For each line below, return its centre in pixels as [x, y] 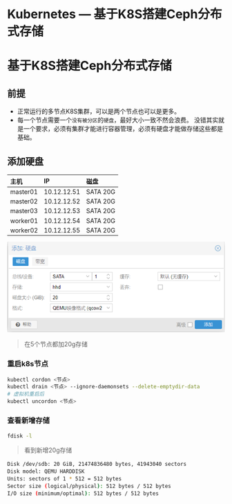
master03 [24, 211]
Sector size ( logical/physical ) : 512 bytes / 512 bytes [89, 486]
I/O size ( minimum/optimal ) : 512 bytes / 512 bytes [83, 493]
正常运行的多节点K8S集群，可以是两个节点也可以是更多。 [99, 111]
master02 [24, 201]
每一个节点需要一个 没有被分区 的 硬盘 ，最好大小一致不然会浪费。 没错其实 [118, 120]
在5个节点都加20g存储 [56, 344]
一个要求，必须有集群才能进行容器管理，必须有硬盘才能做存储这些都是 [123, 129]
